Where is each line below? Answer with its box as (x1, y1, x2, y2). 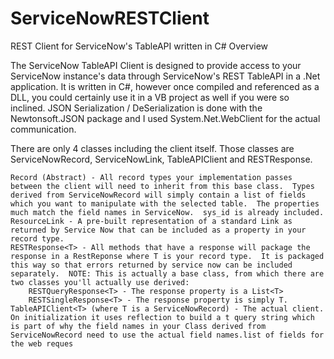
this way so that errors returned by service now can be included (10, 260, 293, 270)
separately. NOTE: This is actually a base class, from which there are (10, 268, 325, 279)
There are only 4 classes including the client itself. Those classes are (10, 142, 295, 154)
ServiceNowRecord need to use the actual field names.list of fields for (10, 330, 325, 340)
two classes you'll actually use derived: (10, 277, 190, 287)
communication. (10, 123, 77, 135)
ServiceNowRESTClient (10, 7, 210, 30)
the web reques (10, 338, 74, 349)
